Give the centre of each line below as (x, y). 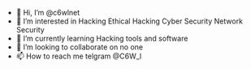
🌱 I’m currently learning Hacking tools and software (102, 38)
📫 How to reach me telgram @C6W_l (79, 56)
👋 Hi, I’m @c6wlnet (48, 13)
